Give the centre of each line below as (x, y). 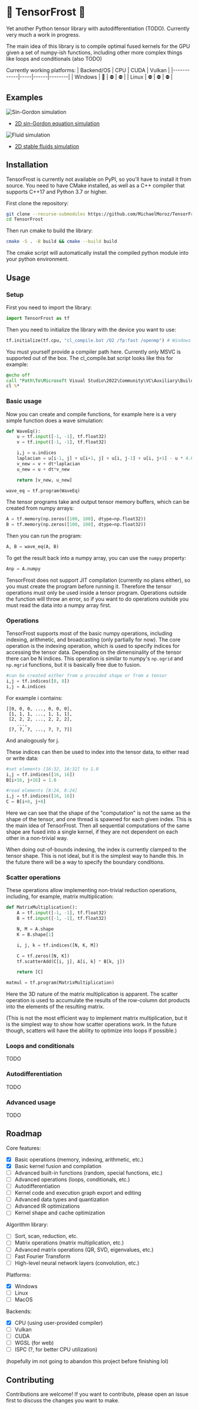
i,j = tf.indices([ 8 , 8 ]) (38, 681)
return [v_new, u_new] (44, 480)
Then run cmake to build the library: (49, 231)
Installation (27, 165)
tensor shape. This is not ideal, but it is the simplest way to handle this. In (95, 856)
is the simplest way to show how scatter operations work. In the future (91, 1025)
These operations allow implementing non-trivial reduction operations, (91, 890)
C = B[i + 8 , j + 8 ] (26, 802)
